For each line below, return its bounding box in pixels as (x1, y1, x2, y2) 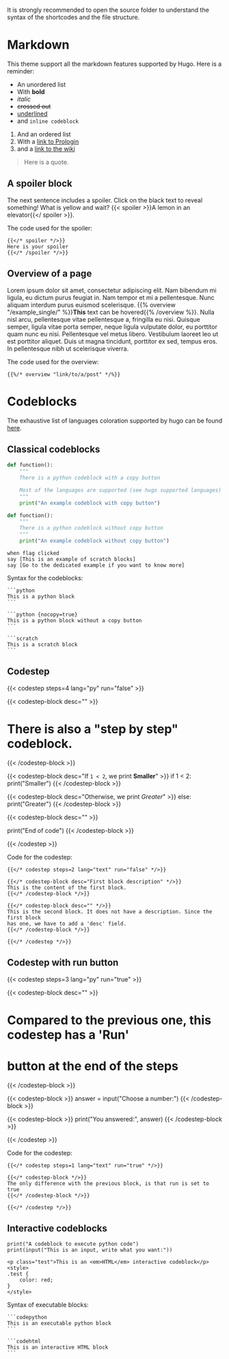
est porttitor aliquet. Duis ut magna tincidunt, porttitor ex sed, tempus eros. (7, 337, 217, 345)
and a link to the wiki (16, 144, 75, 153)
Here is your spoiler (7, 243, 69, 250)
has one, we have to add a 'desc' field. (7, 920, 127, 927)
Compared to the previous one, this (7, 1012, 212, 1028)
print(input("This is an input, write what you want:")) (7, 1246, 173, 1254)
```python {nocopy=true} (7, 611, 78, 618)
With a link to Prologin (16, 137, 79, 145)
